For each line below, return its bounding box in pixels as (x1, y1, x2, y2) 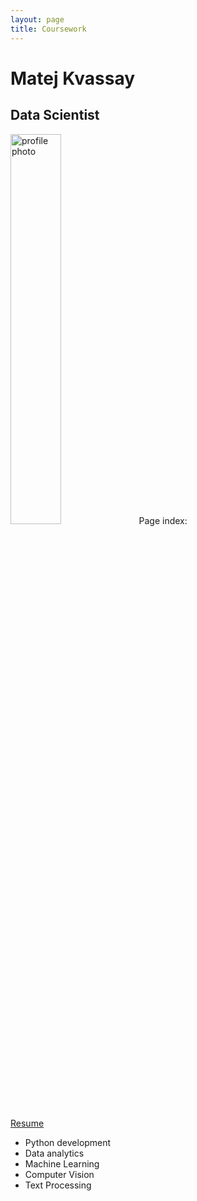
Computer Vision (24, 1168, 95, 1180)
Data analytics (24, 1147, 85, 1159)
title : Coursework (10, 24, 87, 34)
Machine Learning (24, 1157, 100, 1170)
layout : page (10, 14, 65, 25)
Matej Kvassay (10, 67, 136, 90)
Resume (10, 1117, 45, 1129)
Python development (24, 1136, 112, 1148)
